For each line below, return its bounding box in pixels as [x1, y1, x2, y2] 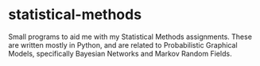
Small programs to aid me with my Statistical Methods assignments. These [8, 32, 253, 41]
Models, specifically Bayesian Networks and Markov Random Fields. [8, 49, 232, 58]
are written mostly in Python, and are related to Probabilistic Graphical [8, 40, 238, 49]
